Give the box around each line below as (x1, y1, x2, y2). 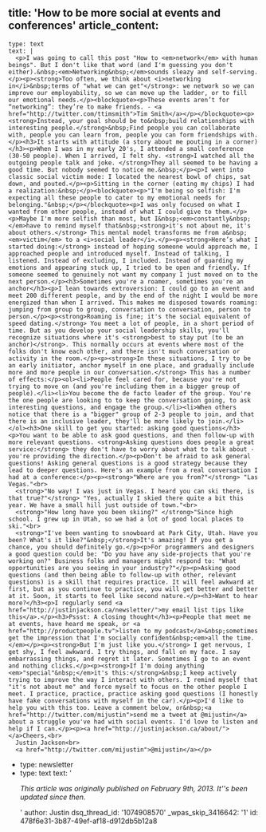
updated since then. (19, 792, 86, 802)
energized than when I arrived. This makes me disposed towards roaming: (8, 299, 259, 307)
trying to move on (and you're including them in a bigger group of (8, 382, 241, 390)
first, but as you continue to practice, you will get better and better (8, 584, 259, 593)
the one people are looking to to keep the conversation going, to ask (8, 396, 251, 404)
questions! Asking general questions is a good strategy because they (8, 459, 248, 467)
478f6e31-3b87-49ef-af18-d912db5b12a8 (19, 816, 158, 826)
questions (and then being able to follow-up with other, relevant (8, 571, 237, 579)
